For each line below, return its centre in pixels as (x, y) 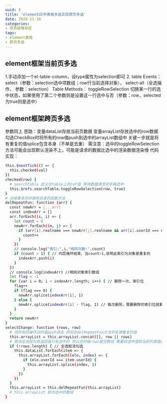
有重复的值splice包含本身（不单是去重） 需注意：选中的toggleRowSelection (83, 144)
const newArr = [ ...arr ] (35, 207)
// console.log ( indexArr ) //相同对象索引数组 (54, 272)
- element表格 (19, 38)
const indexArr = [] (31, 212)
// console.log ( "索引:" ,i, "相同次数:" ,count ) (60, 249)
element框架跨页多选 (38, 118)
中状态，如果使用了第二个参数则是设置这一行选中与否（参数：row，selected (83, 95)
